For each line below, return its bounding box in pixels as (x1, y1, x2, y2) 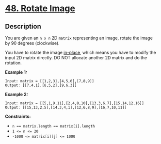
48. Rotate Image (5, 3, 75, 14)
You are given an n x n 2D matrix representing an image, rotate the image (5, 35, 153, 41)
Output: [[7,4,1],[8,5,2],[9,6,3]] (5, 83, 77, 88)
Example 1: (5, 69, 28, 75)
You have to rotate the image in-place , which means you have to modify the (5, 49, 156, 55)
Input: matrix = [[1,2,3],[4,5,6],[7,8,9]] (5, 79, 95, 83)
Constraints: (5, 113, 31, 119)
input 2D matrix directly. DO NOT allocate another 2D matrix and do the (5, 55, 147, 61)
